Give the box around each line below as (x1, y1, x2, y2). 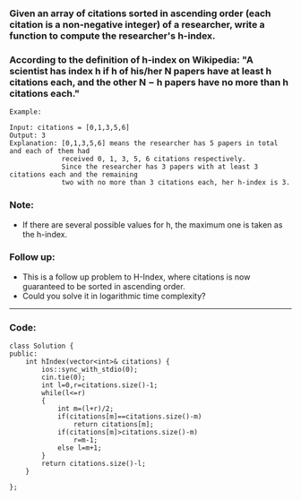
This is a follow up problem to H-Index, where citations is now (21, 272, 251, 282)
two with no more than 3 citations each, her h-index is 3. (61, 178, 291, 187)
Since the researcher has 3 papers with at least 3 (61, 162, 258, 172)
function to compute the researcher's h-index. (9, 30, 216, 42)
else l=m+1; (56, 444, 102, 453)
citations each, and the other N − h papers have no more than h (9, 75, 289, 88)
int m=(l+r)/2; (56, 404, 115, 414)
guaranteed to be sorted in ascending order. (21, 280, 185, 291)
